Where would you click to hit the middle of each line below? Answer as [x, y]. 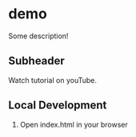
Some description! [38, 36]
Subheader [37, 61]
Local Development [58, 106]
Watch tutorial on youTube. [53, 80]
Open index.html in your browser [74, 124]
